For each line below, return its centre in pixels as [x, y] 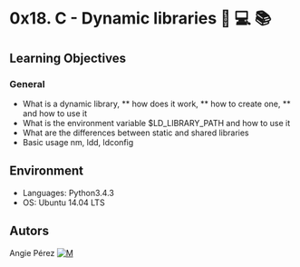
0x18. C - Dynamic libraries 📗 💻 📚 [140, 19]
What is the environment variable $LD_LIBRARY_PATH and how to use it [156, 123]
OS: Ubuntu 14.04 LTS [64, 203]
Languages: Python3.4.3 [68, 193]
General [27, 84]
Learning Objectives [68, 58]
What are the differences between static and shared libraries [135, 133]
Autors [29, 231]
